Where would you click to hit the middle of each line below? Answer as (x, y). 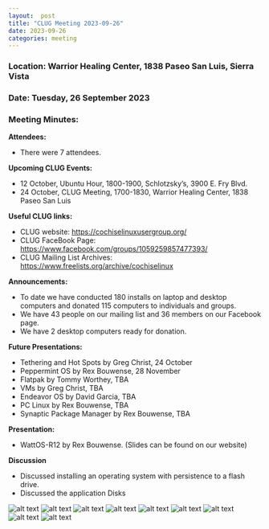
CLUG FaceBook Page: (58, 240)
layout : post (32, 16)
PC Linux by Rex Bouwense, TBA (74, 405)
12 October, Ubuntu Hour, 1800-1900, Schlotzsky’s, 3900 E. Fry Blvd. (134, 184)
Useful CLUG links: (41, 216)
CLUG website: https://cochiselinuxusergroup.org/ (103, 232)
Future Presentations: (45, 347)
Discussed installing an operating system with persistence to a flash (132, 476)
